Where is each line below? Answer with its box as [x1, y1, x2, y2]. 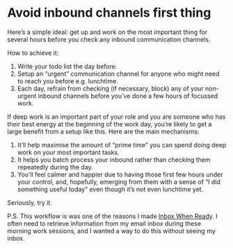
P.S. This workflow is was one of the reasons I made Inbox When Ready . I [7, 212, 218, 220]
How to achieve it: [7, 49, 59, 57]
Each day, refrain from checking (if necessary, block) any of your [17, 84, 204, 92]
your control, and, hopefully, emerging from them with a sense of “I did [17, 177, 221, 185]
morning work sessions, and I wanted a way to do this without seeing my [7, 226, 216, 235]
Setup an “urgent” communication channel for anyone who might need [17, 69, 220, 78]
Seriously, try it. [7, 198, 52, 206]
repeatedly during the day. [17, 163, 94, 171]
